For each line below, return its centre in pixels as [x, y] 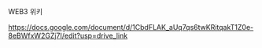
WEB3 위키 [26, 11]
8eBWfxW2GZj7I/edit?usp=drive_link [68, 35]
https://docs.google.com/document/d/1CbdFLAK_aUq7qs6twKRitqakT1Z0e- [131, 27]
